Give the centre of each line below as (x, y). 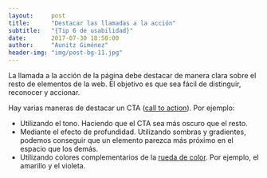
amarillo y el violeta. (53, 166)
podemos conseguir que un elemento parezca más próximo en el (126, 140)
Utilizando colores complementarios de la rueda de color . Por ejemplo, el (139, 157)
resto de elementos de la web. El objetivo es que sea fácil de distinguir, (125, 84)
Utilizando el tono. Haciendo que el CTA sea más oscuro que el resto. (134, 123)
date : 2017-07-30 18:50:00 (64, 38)
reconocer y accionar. (44, 92)
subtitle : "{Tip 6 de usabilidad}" (71, 30)
